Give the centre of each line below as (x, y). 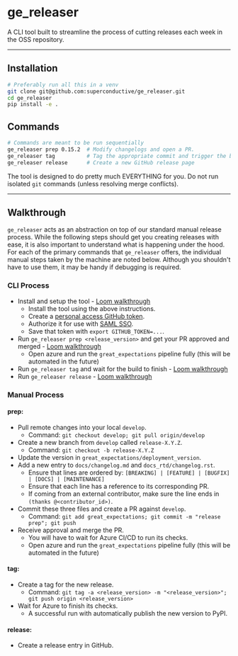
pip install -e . (33, 104)
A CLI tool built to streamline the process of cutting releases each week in (115, 32)
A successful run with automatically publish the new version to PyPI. (128, 613)
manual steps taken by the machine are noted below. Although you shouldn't (119, 260)
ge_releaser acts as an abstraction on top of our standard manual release (114, 230)
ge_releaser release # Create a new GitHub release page (101, 163)
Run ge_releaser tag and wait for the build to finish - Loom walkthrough (123, 368)
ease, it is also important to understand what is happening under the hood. (116, 244)
